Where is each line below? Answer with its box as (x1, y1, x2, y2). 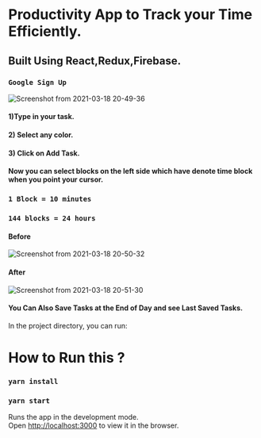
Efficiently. (8, 22, 82, 40)
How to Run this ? (8, 348, 125, 367)
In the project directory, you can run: (8, 321, 128, 330)
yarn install (8, 377, 59, 386)
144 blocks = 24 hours (8, 214, 96, 223)
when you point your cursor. (8, 175, 104, 184)
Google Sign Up (8, 78, 67, 86)
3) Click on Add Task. (8, 148, 81, 158)
